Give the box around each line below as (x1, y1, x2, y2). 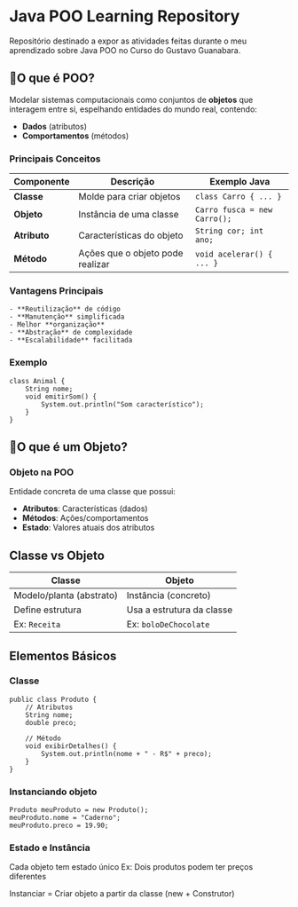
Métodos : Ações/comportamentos (21, 513, 149, 524)
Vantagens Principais (9, 284, 104, 296)
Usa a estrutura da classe (126, 603, 233, 616)
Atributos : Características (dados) (21, 503, 148, 514)
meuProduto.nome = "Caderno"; (9, 814, 122, 823)
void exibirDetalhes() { (25, 741, 117, 751)
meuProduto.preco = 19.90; (9, 821, 109, 831)
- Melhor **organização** (9, 320, 105, 329)
